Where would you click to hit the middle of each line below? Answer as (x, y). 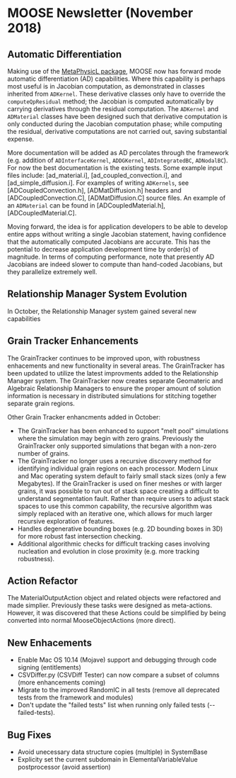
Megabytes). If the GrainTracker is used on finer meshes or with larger (120, 483)
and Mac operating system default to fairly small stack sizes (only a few (122, 475)
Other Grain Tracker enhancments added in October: (84, 417)
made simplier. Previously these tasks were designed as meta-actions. (110, 605)
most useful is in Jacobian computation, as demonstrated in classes (106, 86)
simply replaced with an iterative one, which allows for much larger (115, 513)
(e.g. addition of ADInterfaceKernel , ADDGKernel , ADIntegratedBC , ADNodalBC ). (118, 160)
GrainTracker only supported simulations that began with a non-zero (117, 446)
